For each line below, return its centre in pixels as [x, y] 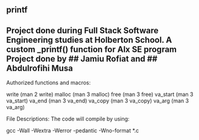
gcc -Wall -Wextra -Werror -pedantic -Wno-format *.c [73, 131]
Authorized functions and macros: [49, 83]
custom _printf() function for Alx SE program [91, 49]
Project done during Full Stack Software [82, 30]
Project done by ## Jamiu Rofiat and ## [82, 59]
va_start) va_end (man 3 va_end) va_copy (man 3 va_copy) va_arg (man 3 [97, 101]
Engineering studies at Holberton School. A [89, 40]
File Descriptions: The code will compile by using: [68, 119]
